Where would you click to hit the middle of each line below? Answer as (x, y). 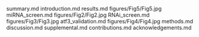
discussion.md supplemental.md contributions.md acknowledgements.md (99, 27)
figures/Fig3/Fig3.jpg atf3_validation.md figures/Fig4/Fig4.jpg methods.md (100, 21)
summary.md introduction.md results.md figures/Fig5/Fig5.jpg (84, 9)
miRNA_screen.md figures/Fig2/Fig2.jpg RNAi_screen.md (78, 15)
